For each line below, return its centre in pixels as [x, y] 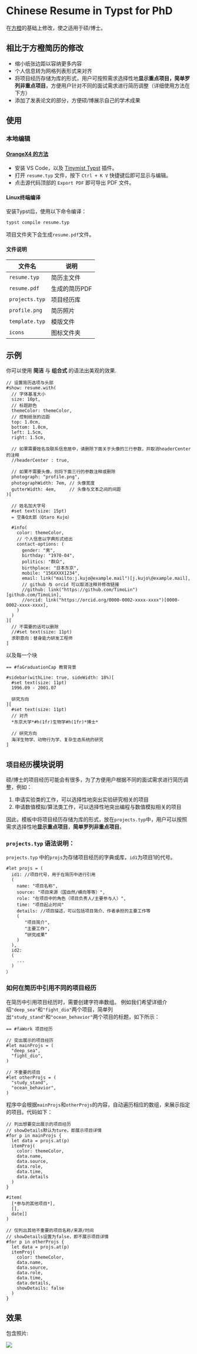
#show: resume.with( [31, 388]
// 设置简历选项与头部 [30, 383]
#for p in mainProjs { [34, 1135]
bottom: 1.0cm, [30, 428]
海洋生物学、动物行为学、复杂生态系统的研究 [58, 740]
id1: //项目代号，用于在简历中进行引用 [54, 875]
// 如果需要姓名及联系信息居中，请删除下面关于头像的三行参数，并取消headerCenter [101, 449]
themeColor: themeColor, [42, 411]
